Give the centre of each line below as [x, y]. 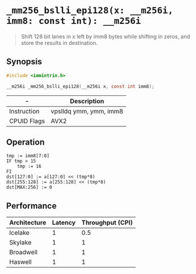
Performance [32, 206]
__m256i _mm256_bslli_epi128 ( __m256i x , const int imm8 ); [80, 86]
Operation [26, 142]
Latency [64, 222]
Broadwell [23, 252]
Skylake [20, 243]
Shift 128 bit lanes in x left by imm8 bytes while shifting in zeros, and [106, 36]
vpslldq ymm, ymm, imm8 [87, 111]
